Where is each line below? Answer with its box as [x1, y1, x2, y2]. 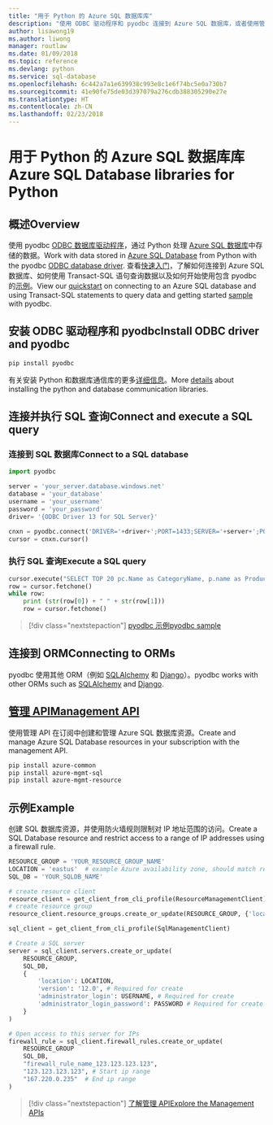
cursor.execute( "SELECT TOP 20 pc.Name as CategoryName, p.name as [8, 574, 242, 582]
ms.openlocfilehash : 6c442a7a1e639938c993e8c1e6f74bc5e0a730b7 [8, 80, 227, 88]
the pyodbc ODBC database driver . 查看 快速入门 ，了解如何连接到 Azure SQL [8, 261, 265, 270]
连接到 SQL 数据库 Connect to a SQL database [8, 449, 189, 460]
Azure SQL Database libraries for [8, 166, 235, 184]
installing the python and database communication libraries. [8, 384, 209, 394]
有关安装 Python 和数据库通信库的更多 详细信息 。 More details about [8, 375, 234, 385]
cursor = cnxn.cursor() [8, 534, 89, 543]
